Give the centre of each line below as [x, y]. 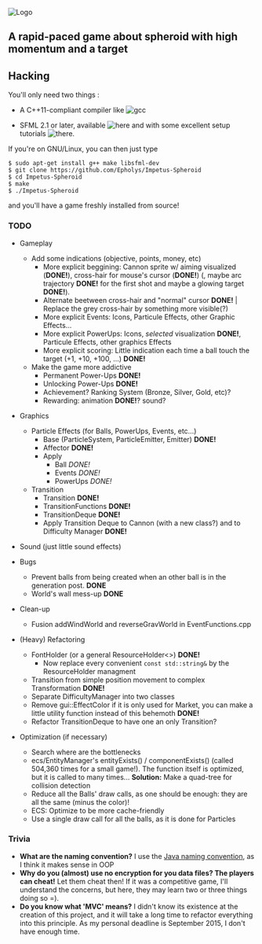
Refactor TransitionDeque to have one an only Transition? [124, 721]
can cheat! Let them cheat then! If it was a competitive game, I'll [124, 881]
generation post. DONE [69, 585]
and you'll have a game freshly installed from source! [94, 205]
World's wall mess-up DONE [77, 593]
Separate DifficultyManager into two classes [103, 696]
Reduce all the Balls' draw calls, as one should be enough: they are [140, 794]
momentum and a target [68, 49]
